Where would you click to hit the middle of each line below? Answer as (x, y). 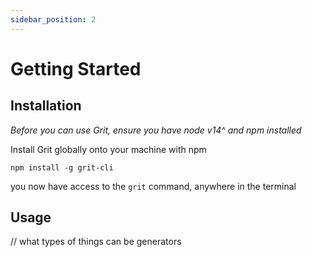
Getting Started (76, 68)
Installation (46, 106)
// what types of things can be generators (96, 242)
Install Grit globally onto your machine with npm (108, 149)
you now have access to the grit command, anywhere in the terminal (153, 186)
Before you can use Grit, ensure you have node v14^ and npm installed (156, 130)
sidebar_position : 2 (53, 19)
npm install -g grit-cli (62, 167)
